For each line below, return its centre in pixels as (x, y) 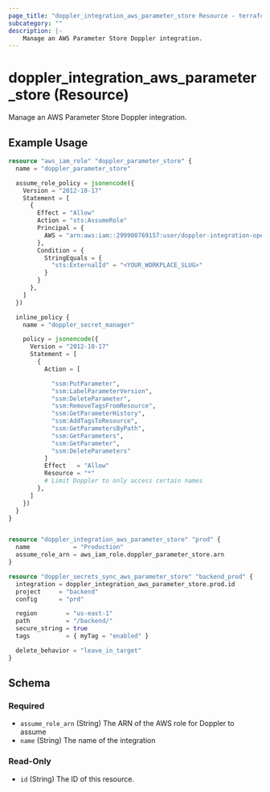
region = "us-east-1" (64, 613)
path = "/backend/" (64, 621)
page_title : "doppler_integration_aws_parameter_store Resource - (122, 16)
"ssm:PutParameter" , (86, 384)
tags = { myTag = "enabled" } (82, 636)
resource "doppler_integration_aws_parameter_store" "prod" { (115, 540)
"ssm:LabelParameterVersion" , (102, 391)
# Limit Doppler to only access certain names (123, 481)
